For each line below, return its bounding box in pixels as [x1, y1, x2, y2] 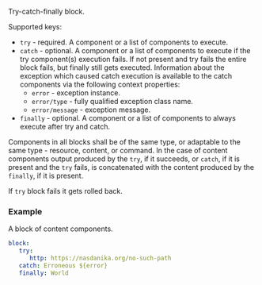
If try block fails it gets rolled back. [8, 187, 123, 195]
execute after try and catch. [19, 122, 111, 131]
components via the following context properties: [19, 79, 180, 89]
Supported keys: [8, 22, 62, 31]
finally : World [18, 269, 69, 277]
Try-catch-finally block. [8, 7, 85, 16]
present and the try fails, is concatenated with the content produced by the [8, 163, 255, 171]
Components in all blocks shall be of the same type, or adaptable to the [8, 137, 241, 146]
